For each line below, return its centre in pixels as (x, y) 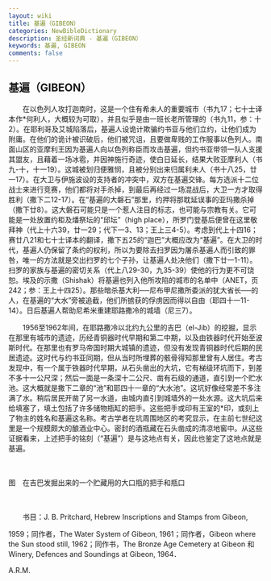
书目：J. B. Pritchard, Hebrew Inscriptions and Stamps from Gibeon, (135, 517)
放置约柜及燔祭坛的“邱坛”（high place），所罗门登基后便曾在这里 (143, 219)
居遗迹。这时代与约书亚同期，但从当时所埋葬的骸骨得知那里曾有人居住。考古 (135, 357)
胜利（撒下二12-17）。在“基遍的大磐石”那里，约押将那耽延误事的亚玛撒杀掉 (131, 199)
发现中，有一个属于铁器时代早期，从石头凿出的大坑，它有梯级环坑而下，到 (132, 367)
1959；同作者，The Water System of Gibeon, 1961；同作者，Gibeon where (132, 533)
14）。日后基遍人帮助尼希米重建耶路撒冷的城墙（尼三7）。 (102, 310)
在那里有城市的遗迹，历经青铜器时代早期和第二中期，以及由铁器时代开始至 (132, 337)
